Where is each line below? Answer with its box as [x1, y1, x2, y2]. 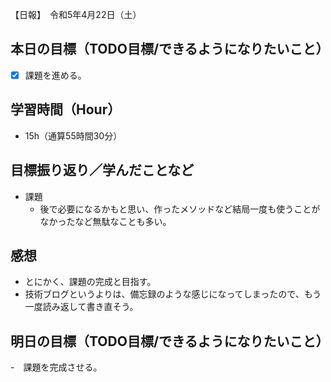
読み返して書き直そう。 [42, 301, 139, 313]
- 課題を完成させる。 [10, 361, 103, 373]
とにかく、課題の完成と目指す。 [24, 276, 157, 288]
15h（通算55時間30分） [24, 129, 123, 142]
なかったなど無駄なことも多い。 [39, 215, 172, 227]
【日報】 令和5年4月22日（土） [10, 9, 142, 20]
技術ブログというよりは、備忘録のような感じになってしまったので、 [24, 288, 305, 300]
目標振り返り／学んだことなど [10, 162, 195, 179]
